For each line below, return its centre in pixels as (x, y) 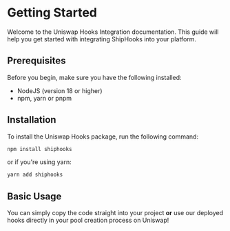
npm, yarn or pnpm (44, 98)
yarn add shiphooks (35, 175)
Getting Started (52, 13)
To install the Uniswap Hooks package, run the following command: (103, 137)
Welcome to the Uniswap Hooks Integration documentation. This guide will (113, 32)
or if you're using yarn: (40, 162)
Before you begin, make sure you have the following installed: (94, 77)
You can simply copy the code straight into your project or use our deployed (115, 213)
